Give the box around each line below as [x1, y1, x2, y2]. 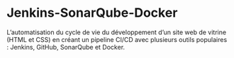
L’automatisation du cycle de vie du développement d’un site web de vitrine [6, 28, 227, 36]
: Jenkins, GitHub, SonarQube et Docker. [6, 43, 126, 51]
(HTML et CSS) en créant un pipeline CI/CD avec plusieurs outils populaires [6, 35, 228, 43]
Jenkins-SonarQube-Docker [6, 5, 178, 21]
